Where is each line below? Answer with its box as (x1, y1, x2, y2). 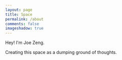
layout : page (5, 7, 33, 12)
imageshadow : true (5, 26, 44, 31)
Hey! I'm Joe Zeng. (5, 39, 45, 45)
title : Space (5, 12, 33, 17)
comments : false (5, 21, 39, 26)
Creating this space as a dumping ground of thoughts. (5, 49, 117, 55)
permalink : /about (5, 16, 44, 21)
